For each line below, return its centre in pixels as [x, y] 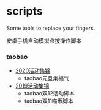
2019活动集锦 [32, 86]
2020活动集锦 [33, 70]
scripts [24, 11]
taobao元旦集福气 [47, 78]
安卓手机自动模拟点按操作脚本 [44, 40]
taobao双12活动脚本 [49, 94]
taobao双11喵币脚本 [49, 101]
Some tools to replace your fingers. [51, 28]
